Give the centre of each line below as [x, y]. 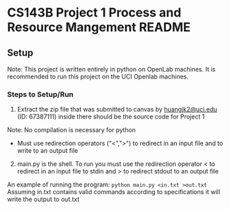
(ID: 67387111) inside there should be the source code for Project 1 [111, 117]
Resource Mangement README [99, 27]
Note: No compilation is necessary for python [72, 130]
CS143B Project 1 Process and [94, 13]
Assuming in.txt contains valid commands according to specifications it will [114, 192]
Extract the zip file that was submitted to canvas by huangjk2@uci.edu [117, 109]
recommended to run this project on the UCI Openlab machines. [98, 76]
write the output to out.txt [43, 199]
